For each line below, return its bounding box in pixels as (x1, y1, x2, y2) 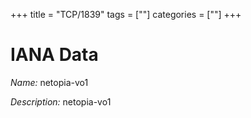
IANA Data (10, 44, 99, 66)
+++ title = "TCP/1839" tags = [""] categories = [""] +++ (10, 9, 242, 20)
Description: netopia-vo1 (10, 95, 112, 108)
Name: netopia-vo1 (10, 76, 89, 88)
